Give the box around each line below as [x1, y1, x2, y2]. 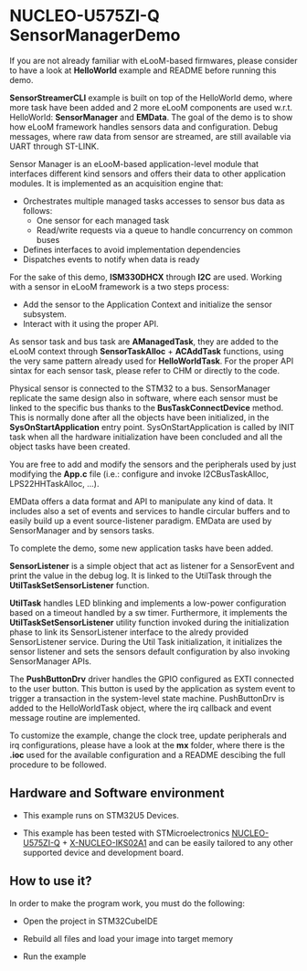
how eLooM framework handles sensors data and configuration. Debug [9, 121, 279, 132]
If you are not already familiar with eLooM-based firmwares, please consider [9, 55, 298, 66]
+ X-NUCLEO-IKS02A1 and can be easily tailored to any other [62, 837, 294, 848]
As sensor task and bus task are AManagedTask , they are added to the [9, 335, 279, 347]
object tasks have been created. [9, 440, 131, 452]
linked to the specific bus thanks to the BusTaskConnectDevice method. [9, 402, 284, 413]
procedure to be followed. [9, 759, 107, 770]
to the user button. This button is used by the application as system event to [9, 682, 296, 694]
